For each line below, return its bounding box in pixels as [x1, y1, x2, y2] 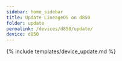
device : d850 [6, 31, 39, 37]
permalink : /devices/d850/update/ [6, 25, 94, 32]
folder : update [6, 20, 45, 26]
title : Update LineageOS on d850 [6, 14, 91, 21]
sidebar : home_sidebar [6, 8, 63, 15]
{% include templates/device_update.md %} [6, 48, 117, 55]
